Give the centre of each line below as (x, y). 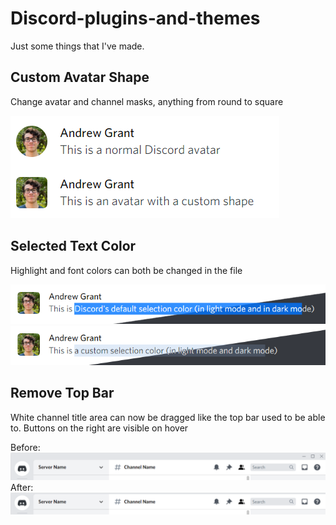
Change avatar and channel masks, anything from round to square (147, 101)
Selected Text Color (73, 246)
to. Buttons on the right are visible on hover (99, 428)
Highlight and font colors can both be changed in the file (126, 270)
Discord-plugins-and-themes (135, 18)
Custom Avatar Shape (80, 77)
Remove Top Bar (62, 393)
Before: (25, 447)
